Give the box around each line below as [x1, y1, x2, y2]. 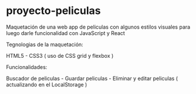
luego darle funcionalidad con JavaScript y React [6, 29, 125, 36]
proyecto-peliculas [6, 4, 101, 18]
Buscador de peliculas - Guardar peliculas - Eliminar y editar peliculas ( [6, 75, 178, 82]
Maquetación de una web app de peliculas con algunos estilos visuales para [6, 23, 191, 30]
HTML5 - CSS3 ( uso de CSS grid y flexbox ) [6, 52, 114, 59]
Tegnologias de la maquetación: [6, 41, 83, 48]
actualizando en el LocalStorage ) [6, 81, 87, 88]
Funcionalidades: [6, 63, 48, 71]
